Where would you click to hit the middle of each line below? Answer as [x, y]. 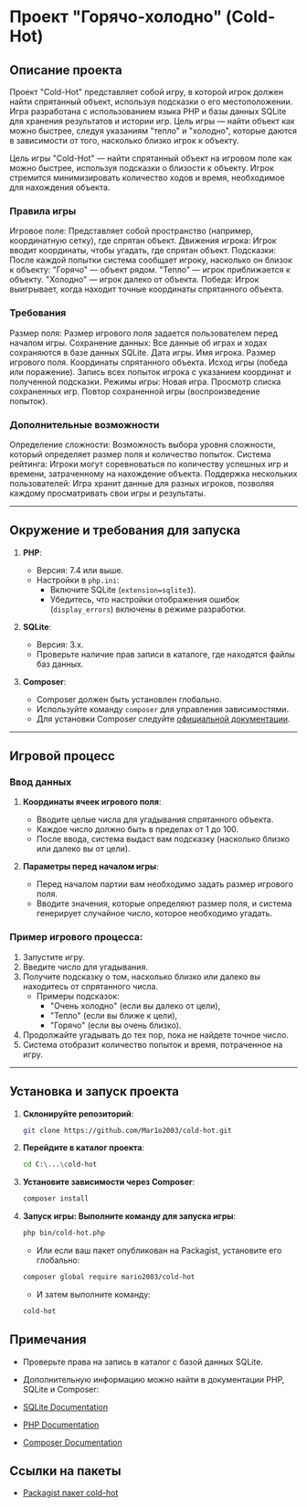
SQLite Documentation [65, 1406]
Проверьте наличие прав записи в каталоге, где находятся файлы [165, 654]
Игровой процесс [63, 756]
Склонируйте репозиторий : [78, 1114]
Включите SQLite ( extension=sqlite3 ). [123, 589]
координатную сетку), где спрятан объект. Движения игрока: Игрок [143, 240]
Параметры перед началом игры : [90, 867]
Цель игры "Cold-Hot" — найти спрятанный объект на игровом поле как [151, 158]
